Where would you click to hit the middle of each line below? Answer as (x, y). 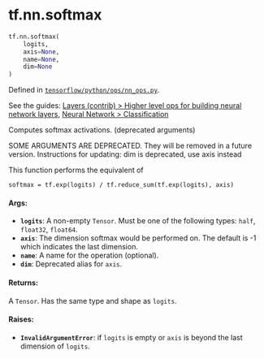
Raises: (21, 319)
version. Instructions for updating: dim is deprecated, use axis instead (125, 154)
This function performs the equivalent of (76, 170)
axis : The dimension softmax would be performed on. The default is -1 (138, 238)
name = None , (41, 59)
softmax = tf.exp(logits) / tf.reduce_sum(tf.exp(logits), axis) (121, 185)
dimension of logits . (55, 346)
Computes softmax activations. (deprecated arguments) (102, 130)
